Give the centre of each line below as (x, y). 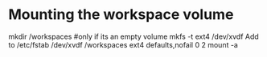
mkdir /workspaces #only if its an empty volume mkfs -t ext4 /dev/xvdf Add (133, 36)
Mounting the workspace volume (121, 15)
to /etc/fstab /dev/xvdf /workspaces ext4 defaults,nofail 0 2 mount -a (123, 44)
